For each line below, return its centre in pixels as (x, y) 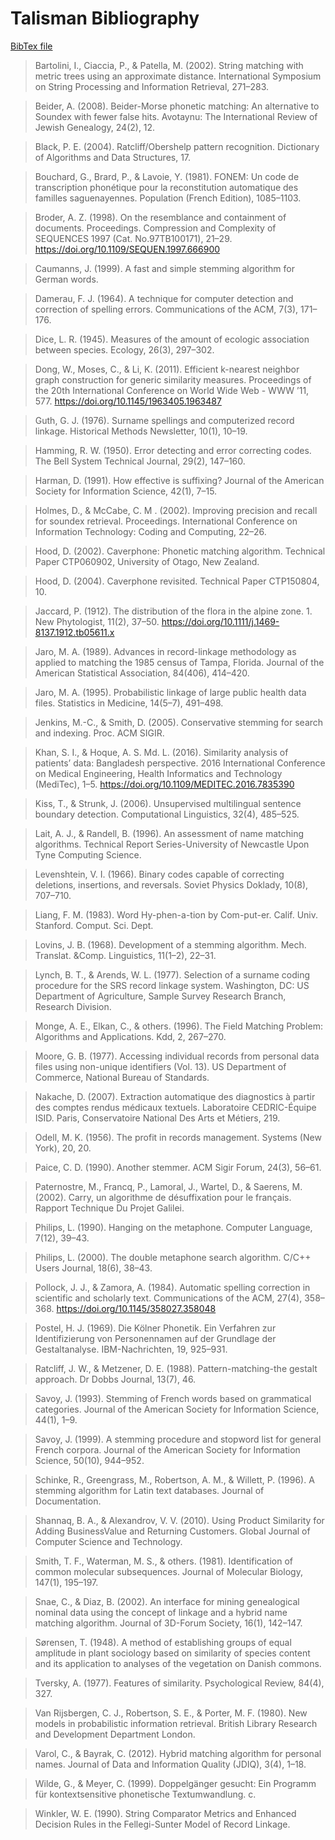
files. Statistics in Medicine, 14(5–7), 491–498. (129, 703)
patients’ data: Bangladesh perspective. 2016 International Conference (180, 763)
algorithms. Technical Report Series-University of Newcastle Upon (172, 844)
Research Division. (73, 1006)
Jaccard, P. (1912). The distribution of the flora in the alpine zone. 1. (173, 611)
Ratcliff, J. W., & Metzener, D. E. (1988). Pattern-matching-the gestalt (176, 1368)
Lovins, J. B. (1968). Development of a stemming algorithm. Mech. (170, 944)
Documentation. (68, 1501)
